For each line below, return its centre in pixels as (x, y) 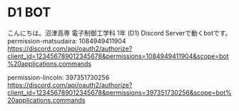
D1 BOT (29, 12)
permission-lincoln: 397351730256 (59, 77)
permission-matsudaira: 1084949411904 (67, 41)
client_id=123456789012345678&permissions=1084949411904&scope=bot (118, 56)
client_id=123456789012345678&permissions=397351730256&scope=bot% (119, 92)
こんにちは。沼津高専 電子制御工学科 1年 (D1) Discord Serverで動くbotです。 (119, 33)
